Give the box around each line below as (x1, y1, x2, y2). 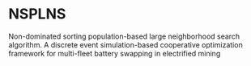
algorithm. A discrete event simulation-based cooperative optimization (8, 39, 243, 49)
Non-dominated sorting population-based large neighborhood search (8, 31, 240, 41)
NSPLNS (8, 5, 66, 23)
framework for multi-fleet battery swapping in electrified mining (8, 48, 221, 58)
